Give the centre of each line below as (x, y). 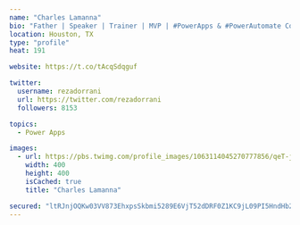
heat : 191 (28, 51)
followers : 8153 (47, 108)
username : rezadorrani (59, 91)
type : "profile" (39, 42)
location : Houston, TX (51, 34)
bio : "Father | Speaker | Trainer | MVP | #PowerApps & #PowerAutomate (145, 26)
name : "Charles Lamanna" (55, 17)
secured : (25, 206)
